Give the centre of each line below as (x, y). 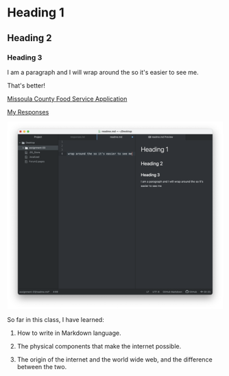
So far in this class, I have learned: (56, 320)
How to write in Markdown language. (69, 333)
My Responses (28, 112)
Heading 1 (36, 13)
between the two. (42, 367)
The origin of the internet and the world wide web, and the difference (114, 360)
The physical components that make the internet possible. (99, 347)
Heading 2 (30, 38)
